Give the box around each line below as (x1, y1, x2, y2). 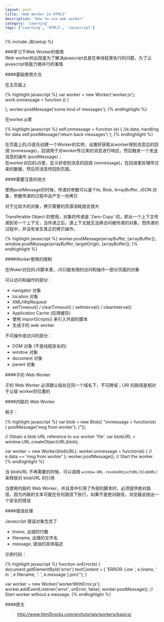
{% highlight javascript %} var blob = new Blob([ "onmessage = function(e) (5, 419, 156, 425)
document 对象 (12, 355, 43, 361)
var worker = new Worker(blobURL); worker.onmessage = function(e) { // (5, 448, 152, 454)
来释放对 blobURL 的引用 (5, 475, 55, 481)
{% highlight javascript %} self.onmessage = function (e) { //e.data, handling (5, 126, 159, 132)
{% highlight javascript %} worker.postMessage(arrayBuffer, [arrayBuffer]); (5, 236, 156, 242)
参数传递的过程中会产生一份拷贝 (13, 193, 78, 199)
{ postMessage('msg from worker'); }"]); (5, 424, 86, 430)
